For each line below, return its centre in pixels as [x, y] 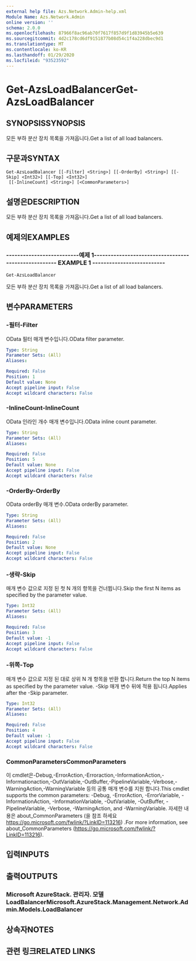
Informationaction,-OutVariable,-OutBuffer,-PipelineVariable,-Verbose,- [92, 781]
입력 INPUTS [28, 855]
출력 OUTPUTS [32, 876]
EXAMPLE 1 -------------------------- [111, 263]
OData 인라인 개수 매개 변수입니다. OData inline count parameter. [82, 421]
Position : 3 [20, 632]
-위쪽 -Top [20, 665]
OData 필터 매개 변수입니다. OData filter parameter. [65, 339]
